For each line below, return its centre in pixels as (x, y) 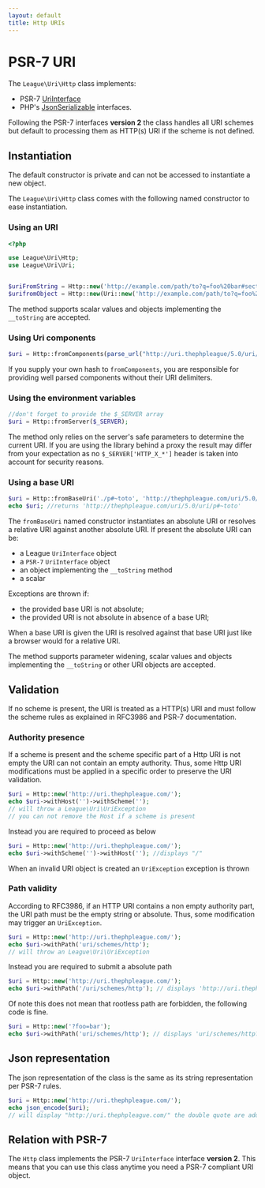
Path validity (33, 889)
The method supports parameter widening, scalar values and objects (120, 657)
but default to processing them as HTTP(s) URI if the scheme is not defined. (131, 131)
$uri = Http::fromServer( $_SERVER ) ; (68, 422)
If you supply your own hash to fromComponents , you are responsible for (123, 369)
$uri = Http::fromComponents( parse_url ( (76, 354)
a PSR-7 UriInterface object (65, 562)
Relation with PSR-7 (58, 1139)
